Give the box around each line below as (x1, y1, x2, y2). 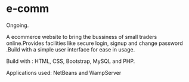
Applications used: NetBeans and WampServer (6, 69, 122, 76)
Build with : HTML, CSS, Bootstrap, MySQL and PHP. (6, 57, 135, 65)
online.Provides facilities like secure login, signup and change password (6, 40, 183, 47)
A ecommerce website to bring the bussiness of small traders (6, 33, 157, 40)
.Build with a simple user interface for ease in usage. (6, 45, 135, 53)
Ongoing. (6, 22, 29, 29)
